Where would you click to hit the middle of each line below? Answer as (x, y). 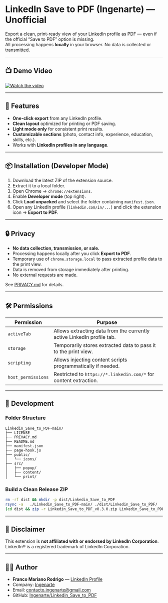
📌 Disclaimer (25, 529)
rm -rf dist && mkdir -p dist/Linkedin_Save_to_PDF (60, 500)
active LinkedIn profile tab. (84, 337)
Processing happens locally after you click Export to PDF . (72, 254)
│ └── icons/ (21, 459)
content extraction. (76, 380)
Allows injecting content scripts (90, 360)
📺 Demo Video (29, 71)
